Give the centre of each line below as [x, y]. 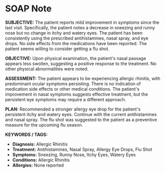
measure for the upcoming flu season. [44, 125]
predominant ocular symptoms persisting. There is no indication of [73, 84]
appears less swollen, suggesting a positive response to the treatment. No [81, 63]
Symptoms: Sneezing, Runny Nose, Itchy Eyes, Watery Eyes [74, 155]
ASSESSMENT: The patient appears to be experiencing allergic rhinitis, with [83, 78]
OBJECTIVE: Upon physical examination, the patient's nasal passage [76, 58]
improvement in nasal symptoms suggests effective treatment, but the [77, 94]
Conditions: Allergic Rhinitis [41, 160]
